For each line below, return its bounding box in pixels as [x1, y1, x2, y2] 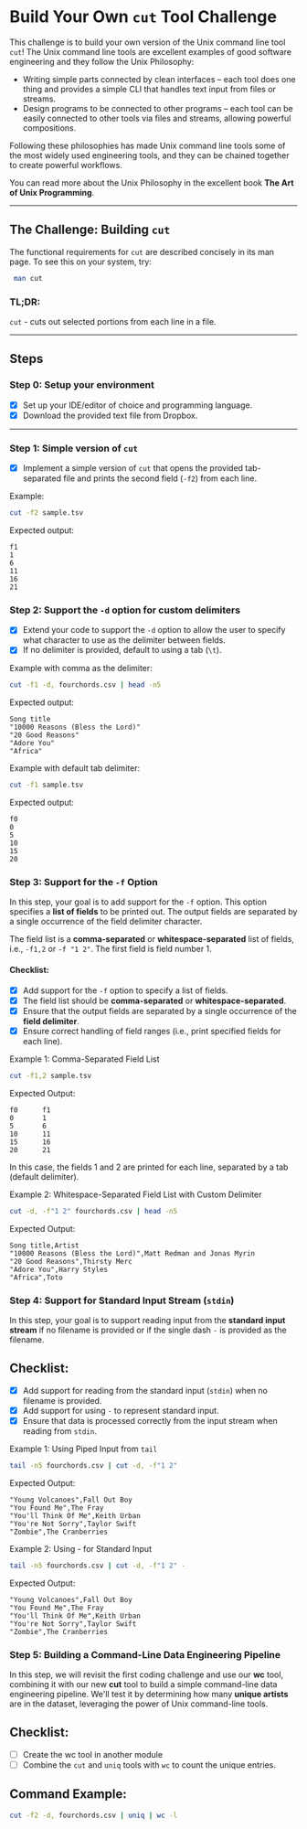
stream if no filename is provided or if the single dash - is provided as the [9, 1324, 287, 1335]
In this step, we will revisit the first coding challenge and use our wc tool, [9, 1669, 284, 1680]
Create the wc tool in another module [22, 1749, 163, 1759]
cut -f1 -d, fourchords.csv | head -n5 [9, 680, 162, 690]
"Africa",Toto [9, 1273, 64, 1282]
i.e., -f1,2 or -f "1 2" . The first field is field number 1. [9, 944, 212, 955]
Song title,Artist [9, 1241, 79, 1250]
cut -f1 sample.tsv [9, 780, 84, 790]
